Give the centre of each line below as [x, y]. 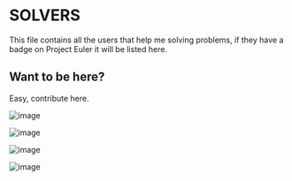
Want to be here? [57, 77]
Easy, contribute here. [49, 98]
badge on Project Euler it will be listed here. [88, 49]
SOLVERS [45, 15]
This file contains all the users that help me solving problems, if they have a [146, 40]
